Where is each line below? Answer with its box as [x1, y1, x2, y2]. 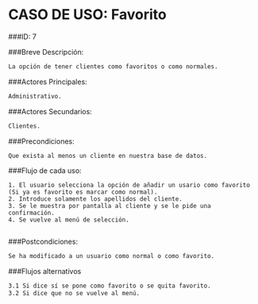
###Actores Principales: [8, 77, 87, 87]
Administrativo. [8, 92, 62, 100]
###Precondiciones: [8, 137, 75, 146]
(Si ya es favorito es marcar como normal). [8, 188, 158, 196]
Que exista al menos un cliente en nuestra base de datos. [8, 152, 208, 160]
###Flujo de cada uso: [8, 166, 82, 175]
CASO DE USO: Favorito [8, 6, 167, 24]
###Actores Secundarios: [8, 106, 93, 116]
